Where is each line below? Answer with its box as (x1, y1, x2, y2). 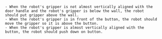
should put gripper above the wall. (5, 13, 79, 18)
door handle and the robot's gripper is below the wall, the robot (5, 9, 145, 13)
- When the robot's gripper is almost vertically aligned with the (5, 25, 145, 30)
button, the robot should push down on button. (5, 29, 103, 34)
